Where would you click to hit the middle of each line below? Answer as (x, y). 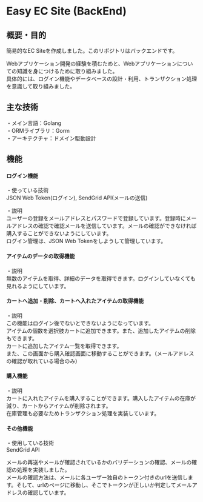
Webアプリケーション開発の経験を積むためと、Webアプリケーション (92, 64)
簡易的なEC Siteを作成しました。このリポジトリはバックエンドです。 (92, 51)
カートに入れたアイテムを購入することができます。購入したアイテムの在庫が (101, 398)
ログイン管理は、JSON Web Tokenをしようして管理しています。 (86, 241)
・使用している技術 (30, 443)
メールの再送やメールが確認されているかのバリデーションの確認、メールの (99, 463)
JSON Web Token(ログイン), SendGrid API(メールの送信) (77, 198)
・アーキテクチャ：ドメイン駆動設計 (52, 138)
